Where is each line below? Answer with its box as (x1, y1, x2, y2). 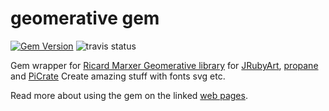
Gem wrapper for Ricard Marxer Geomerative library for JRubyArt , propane (10, 59, 319, 71)
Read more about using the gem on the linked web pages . (10, 89, 248, 101)
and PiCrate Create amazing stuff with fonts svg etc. (10, 70, 226, 82)
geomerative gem (10, 7, 160, 30)
